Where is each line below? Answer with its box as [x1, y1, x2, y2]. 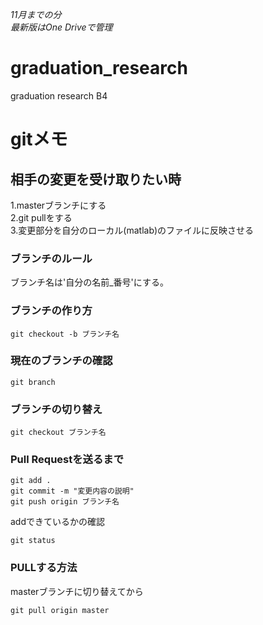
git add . [10, 476, 52, 486]
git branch [10, 377, 56, 387]
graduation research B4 [10, 89, 108, 102]
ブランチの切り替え [10, 402, 103, 416]
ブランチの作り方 [10, 304, 93, 318]
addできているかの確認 [10, 516, 106, 528]
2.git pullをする [10, 211, 73, 223]
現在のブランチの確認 [10, 354, 113, 368]
